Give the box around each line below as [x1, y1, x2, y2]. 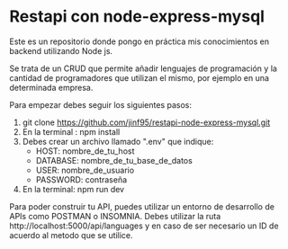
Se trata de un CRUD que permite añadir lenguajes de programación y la [9, 63, 277, 74]
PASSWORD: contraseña [35, 173, 128, 185]
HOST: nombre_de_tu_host [35, 146, 135, 156]
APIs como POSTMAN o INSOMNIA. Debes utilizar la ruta [9, 210, 221, 221]
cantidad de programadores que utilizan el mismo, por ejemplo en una [9, 72, 270, 83]
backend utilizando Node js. [9, 45, 113, 56]
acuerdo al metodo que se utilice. [9, 229, 133, 240]
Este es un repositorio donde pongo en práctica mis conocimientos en [9, 36, 270, 47]
